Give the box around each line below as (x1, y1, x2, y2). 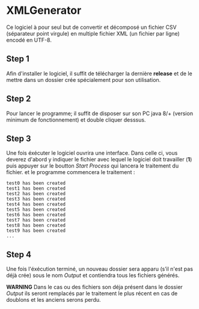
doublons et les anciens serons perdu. (6, 296, 101, 304)
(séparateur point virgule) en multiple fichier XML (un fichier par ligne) (6, 30, 180, 37)
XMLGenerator (6, 4, 82, 17)
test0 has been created (6, 180, 66, 187)
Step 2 (6, 94, 31, 104)
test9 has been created (6, 228, 66, 234)
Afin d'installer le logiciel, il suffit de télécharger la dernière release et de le (6, 70, 192, 77)
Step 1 (6, 54, 30, 64)
